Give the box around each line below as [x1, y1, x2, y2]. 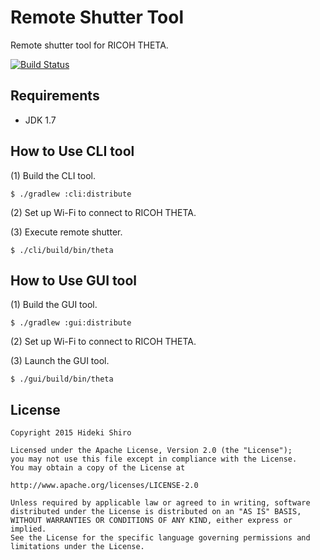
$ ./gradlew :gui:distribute [10, 318, 132, 328]
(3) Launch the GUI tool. [10, 355, 110, 367]
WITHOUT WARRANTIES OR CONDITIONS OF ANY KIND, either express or [10, 516, 293, 526]
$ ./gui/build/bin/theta [10, 374, 114, 385]
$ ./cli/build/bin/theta [10, 245, 114, 255]
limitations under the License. [10, 542, 145, 552]
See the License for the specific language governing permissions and [10, 533, 311, 543]
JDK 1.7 [24, 114, 57, 126]
